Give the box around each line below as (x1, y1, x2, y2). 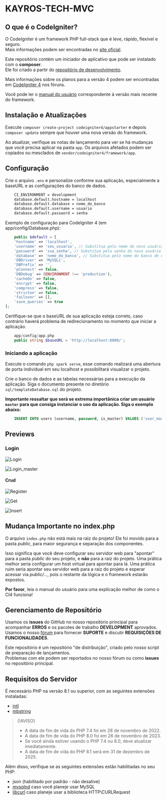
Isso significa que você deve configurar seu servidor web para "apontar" (5, 550, 155, 556)
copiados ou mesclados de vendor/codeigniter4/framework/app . (5, 150, 137, 156)
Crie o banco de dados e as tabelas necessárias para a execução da (5, 376, 146, 382)
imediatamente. (24, 743, 57, 749)
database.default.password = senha (14, 211, 88, 216)
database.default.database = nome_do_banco (14, 201, 106, 206)
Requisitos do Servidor (5, 675, 78, 683)
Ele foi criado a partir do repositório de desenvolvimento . (5, 67, 122, 73)
